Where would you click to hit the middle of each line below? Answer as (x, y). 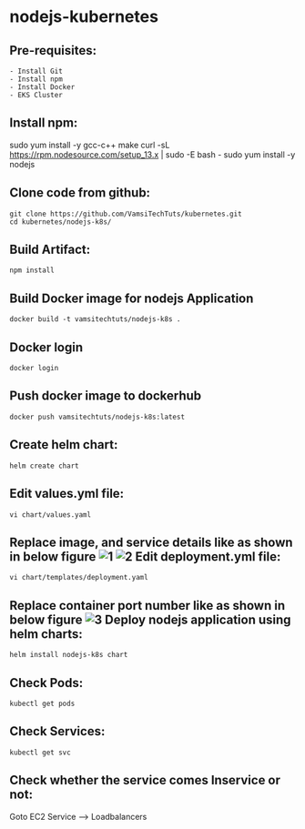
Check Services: (57, 731)
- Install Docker (42, 87)
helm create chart (44, 466)
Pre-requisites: (53, 51)
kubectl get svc (40, 753)
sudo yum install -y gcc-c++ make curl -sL (90, 145)
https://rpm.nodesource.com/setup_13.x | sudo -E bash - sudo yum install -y (152, 154)
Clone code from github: (80, 193)
